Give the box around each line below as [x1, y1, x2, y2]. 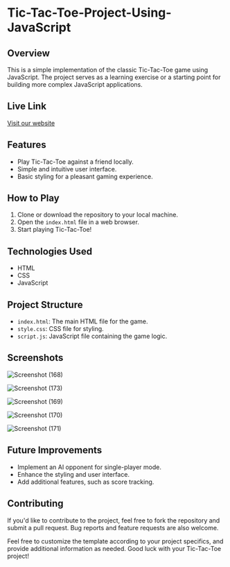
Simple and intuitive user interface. [17, 164, 117, 173]
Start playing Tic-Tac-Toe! [17, 226, 92, 234]
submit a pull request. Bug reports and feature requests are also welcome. [7, 523, 219, 532]
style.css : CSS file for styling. [17, 325, 104, 333]
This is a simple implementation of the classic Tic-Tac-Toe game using [7, 66, 209, 74]
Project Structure [7, 298, 83, 310]
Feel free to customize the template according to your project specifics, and [7, 536, 224, 545]
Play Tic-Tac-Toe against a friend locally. [17, 158, 134, 166]
